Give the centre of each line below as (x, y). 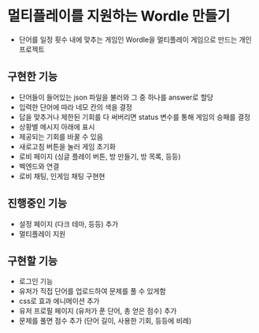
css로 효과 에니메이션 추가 (59, 301)
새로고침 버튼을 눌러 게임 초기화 (67, 146)
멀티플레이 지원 (42, 234)
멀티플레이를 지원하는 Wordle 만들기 (119, 16)
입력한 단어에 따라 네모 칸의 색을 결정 (76, 107)
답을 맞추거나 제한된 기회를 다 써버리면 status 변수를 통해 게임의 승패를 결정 (135, 117)
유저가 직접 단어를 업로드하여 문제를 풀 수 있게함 (92, 291)
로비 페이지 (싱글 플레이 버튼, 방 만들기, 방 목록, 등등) (100, 156)
